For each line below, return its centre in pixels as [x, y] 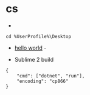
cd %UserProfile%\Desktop [38, 36]
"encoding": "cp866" [43, 81]
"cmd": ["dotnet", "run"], [51, 76]
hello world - [30, 48]
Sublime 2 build [34, 59]
